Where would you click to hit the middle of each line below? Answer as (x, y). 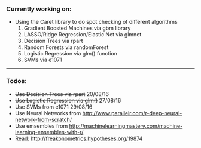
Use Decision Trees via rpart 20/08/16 (62, 94)
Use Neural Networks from (48, 113)
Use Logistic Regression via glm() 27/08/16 (68, 100)
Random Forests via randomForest (66, 47)
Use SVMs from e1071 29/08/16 (54, 107)
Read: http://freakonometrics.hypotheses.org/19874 (79, 138)
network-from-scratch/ (43, 119)
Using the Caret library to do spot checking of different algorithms (96, 22)
